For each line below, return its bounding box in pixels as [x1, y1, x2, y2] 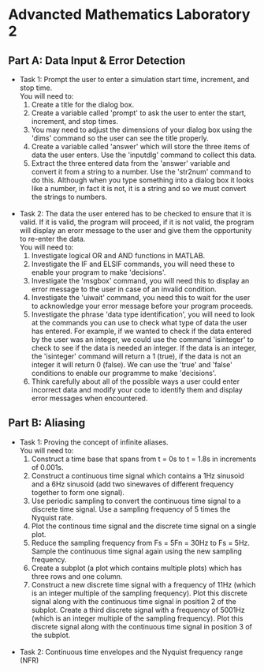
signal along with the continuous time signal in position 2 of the [31, 596, 236, 606]
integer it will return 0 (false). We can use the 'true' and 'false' [31, 360, 232, 369]
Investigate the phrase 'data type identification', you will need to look [31, 310, 255, 319]
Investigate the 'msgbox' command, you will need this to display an [31, 276, 250, 285]
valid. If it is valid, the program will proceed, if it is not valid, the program [19, 217, 255, 227]
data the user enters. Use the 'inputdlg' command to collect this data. [31, 150, 257, 160]
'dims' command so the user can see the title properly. [31, 133, 209, 143]
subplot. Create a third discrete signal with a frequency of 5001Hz [31, 605, 246, 614]
